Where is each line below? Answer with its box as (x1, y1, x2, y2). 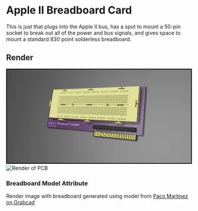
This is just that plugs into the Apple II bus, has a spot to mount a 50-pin (6, 23, 181, 30)
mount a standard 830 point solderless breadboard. (6, 35, 131, 42)
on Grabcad (6, 199, 35, 206)
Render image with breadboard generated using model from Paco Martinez (6, 193, 189, 200)
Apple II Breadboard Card (6, 4, 133, 17)
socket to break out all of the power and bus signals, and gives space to (6, 29, 181, 36)
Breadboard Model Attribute (6, 179, 88, 187)
